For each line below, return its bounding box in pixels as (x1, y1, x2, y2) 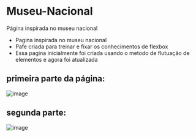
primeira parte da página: (6, 73, 105, 84)
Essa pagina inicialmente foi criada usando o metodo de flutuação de (15, 49, 190, 56)
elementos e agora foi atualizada (15, 56, 98, 63)
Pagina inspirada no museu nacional (15, 36, 107, 43)
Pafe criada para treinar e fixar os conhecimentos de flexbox (15, 43, 168, 50)
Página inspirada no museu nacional (6, 24, 98, 32)
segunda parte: (6, 108, 66, 118)
